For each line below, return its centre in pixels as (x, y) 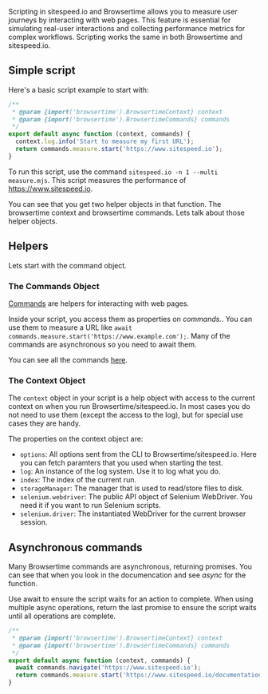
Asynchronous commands (75, 547)
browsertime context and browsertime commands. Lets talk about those (126, 212)
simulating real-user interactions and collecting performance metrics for (127, 28)
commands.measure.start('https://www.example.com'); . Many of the (119, 335)
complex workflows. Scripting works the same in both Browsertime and (126, 37)
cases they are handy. (45, 423)
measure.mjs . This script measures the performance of (97, 180)
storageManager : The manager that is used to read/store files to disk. (132, 488)
